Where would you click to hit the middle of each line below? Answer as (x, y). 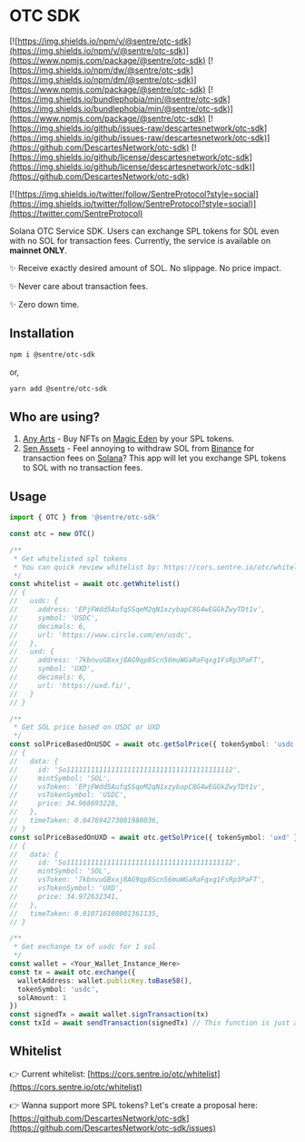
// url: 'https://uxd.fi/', (70, 685)
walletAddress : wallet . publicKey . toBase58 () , (105, 980)
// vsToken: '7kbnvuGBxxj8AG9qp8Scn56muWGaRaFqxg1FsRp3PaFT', (138, 880)
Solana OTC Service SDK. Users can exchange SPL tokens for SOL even (144, 231)
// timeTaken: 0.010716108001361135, (85, 914)
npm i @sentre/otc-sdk (52, 354)
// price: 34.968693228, (64, 803)
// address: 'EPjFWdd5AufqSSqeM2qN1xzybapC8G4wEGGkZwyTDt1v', (138, 610)
